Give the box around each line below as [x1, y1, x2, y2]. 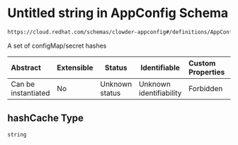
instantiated [11, 87, 50, 97]
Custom [188, 58, 216, 68]
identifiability [138, 87, 182, 97]
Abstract [11, 63, 41, 72]
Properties [188, 67, 225, 77]
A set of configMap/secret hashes [7, 41, 107, 50]
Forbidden [188, 83, 223, 93]
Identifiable [140, 63, 181, 72]
